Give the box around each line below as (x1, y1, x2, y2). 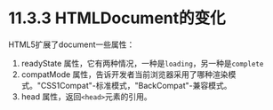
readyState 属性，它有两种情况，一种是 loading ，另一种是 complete (20, 58, 264, 68)
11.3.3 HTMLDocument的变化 (8, 8, 226, 28)
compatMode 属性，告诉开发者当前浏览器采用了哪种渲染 (20, 68, 229, 80)
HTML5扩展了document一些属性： (8, 39, 135, 50)
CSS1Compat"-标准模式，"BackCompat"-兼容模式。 (40, 80, 232, 90)
